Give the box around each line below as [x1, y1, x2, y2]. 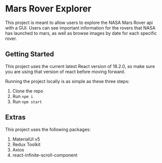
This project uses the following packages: [5, 126, 91, 132]
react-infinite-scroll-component [12, 152, 78, 158]
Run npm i [12, 93, 33, 99]
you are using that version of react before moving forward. [5, 68, 126, 74]
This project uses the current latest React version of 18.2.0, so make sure [5, 63, 156, 69]
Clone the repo [12, 88, 43, 94]
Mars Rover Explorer [5, 3, 92, 14]
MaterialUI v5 [12, 136, 40, 142]
